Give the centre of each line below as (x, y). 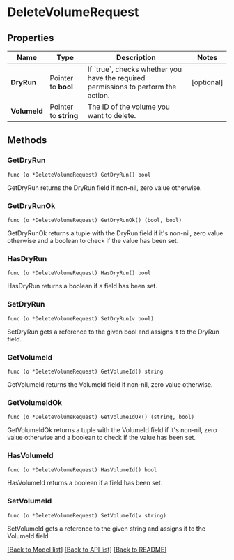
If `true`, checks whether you (135, 69)
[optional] (207, 82)
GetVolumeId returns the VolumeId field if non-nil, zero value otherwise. (110, 384)
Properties (31, 38)
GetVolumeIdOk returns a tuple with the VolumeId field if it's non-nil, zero (112, 430)
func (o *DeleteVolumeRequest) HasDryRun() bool (79, 273)
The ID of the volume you (129, 107)
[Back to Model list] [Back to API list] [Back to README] (87, 550)
